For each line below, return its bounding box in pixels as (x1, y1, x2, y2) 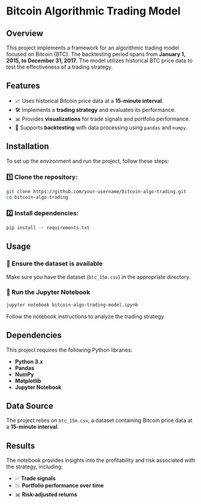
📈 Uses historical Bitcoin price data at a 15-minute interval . (14, 97, 164, 104)
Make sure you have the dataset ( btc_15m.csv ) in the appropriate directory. (6, 273, 191, 281)
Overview (6, 28, 44, 39)
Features (6, 81, 40, 91)
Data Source (6, 400, 53, 411)
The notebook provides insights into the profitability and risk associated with (6, 456, 196, 464)
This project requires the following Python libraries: (6, 346, 133, 353)
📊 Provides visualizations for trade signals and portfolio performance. (14, 115, 190, 122)
